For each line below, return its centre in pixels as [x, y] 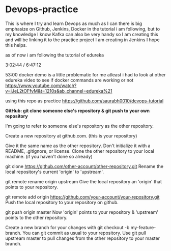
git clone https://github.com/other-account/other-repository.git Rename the [84, 166]
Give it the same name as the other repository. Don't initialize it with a [78, 146]
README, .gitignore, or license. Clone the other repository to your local [80, 151]
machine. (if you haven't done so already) [49, 156]
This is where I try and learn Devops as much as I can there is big [74, 23]
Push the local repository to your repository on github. [62, 202]
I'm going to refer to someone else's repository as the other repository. [80, 126]
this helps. [16, 45]
